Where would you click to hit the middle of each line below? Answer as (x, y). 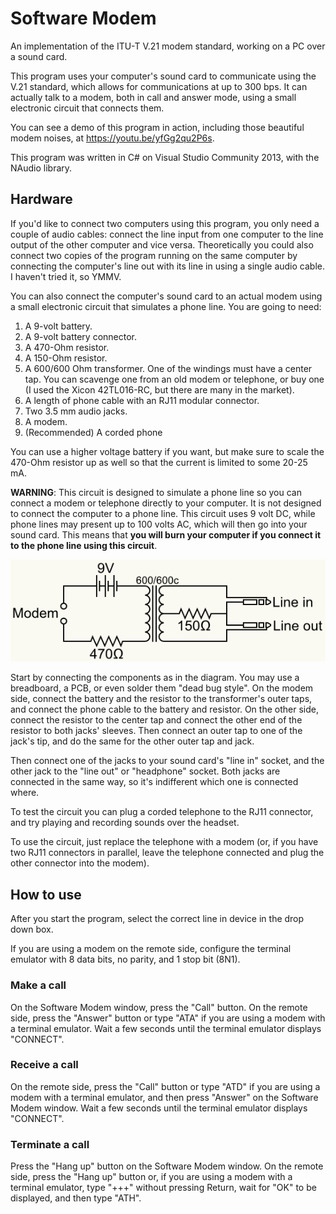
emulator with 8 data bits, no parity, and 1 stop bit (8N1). (125, 959)
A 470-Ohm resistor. (67, 347)
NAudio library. (41, 168)
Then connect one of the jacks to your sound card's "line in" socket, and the (167, 761)
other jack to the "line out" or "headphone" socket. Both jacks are (145, 771)
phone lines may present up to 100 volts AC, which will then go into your (159, 524)
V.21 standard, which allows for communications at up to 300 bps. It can (159, 86)
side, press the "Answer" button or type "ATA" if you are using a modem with (168, 1018)
